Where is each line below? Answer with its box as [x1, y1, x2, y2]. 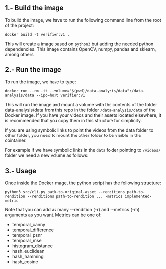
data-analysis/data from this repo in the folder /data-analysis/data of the [5, 107, 156, 113]
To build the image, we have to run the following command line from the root [5, 17, 161, 23]
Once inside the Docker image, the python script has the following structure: [5, 180, 161, 186]
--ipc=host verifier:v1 [36, 93, 85, 98]
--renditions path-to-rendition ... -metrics [27, 194, 123, 199]
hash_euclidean [12, 248, 45, 254]
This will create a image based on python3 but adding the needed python [5, 41, 154, 47]
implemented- [124, 194, 152, 199]
